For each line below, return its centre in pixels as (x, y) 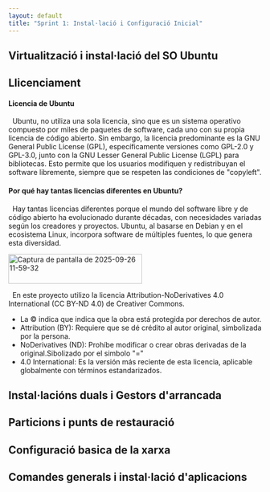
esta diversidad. (35, 242)
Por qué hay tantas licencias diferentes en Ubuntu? (96, 191)
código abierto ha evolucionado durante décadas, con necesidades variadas (135, 217)
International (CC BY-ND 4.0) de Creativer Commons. (96, 303)
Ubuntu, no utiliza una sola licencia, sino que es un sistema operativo (126, 121)
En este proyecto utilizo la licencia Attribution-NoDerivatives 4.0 (118, 295)
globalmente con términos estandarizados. (91, 370)
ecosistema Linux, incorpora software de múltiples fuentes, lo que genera (131, 234)
